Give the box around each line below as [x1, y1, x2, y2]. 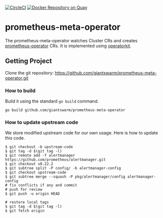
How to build [5, 87, 36, 94]
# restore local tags [5, 200, 49, 205]
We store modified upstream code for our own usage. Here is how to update [5, 130, 158, 136]
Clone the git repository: [5, 70, 54, 75]
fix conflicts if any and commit [9, 183, 78, 188]
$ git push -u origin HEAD [5, 191, 60, 197]
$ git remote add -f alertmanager [5, 153, 76, 158]
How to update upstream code [5, 119, 79, 126]
